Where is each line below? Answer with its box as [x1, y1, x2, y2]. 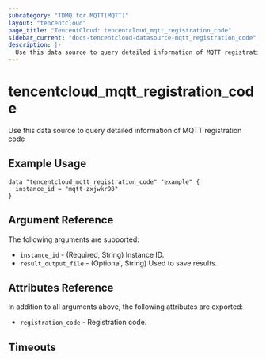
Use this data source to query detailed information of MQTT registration [8, 125, 242, 135]
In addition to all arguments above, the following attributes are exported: [8, 302, 244, 311]
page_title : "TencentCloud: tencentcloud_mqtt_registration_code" [8, 26, 232, 34]
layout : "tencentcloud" [8, 19, 87, 27]
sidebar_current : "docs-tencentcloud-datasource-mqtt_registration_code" [8, 33, 257, 42]
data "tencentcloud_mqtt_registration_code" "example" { [8, 178, 200, 186]
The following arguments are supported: [8, 235, 140, 244]
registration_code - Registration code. [19, 318, 147, 327]
